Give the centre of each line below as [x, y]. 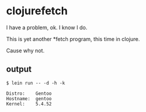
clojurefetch [37, 11]
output [19, 69]
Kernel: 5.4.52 [29, 104]
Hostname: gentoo [29, 99]
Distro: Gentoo [29, 94]
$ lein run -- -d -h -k [36, 83]
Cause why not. [25, 50]
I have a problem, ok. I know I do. [47, 27]
